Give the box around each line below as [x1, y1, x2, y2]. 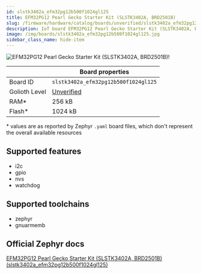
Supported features [6, 146, 82, 157]
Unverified [52, 88, 82, 96]
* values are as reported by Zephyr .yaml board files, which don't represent [6, 123, 193, 129]
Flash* [9, 107, 29, 115]
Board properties [79, 67, 129, 76]
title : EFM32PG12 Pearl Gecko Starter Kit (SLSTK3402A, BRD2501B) [6, 14, 176, 20]
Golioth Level [9, 88, 46, 96]
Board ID [9, 78, 34, 86]
